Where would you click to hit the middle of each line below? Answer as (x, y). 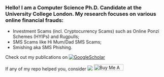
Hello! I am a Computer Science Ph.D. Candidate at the (74, 8)
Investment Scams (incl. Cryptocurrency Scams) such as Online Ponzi (86, 31)
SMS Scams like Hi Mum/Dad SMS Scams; (57, 42)
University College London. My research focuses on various (81, 14)
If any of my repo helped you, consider (46, 69)
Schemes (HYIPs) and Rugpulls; (46, 36)
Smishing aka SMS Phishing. (42, 48)
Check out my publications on (37, 57)
